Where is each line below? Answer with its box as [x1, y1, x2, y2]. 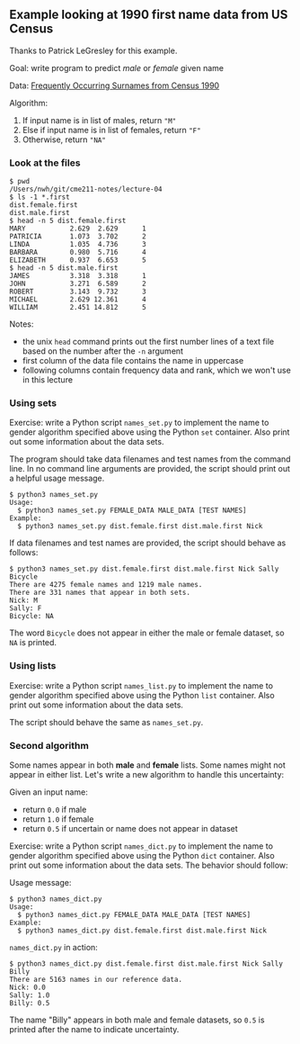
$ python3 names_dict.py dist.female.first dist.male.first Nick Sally [9, 959, 283, 968]
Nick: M [9, 596, 39, 606]
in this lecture [22, 374, 74, 385]
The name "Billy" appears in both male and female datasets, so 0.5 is [9, 1014, 265, 1025]
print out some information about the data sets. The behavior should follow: [9, 859, 289, 870]
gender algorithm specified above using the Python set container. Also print [9, 427, 290, 437]
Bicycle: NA [9, 612, 54, 621]
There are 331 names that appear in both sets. [9, 589, 191, 598]
